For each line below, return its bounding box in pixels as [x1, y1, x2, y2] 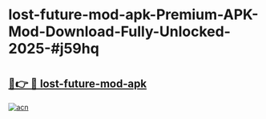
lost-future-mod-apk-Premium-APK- [8, 6, 259, 24]
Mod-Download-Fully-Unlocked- [8, 22, 231, 41]
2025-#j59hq [8, 40, 100, 58]
